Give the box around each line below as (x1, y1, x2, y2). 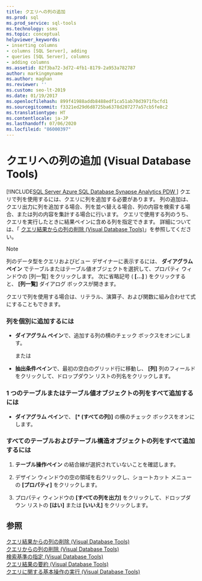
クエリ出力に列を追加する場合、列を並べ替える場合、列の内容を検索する (6, 203, 185, 210)
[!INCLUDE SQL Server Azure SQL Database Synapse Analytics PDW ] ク (6, 188, 186, 195)
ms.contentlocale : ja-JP (6, 115, 69, 121)
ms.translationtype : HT (6, 110, 66, 116)
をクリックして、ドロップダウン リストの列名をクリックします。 (14, 373, 174, 380)
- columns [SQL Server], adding (6, 48, 87, 54)
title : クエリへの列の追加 (6, 8, 66, 15)
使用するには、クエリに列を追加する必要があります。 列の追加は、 (26, 195, 192, 202)
